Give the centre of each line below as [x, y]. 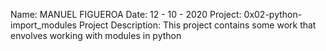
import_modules [43, 25]
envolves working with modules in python [96, 35]
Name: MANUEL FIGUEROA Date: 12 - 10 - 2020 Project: [126, 14]
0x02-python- [273, 14]
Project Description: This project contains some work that [197, 25]
